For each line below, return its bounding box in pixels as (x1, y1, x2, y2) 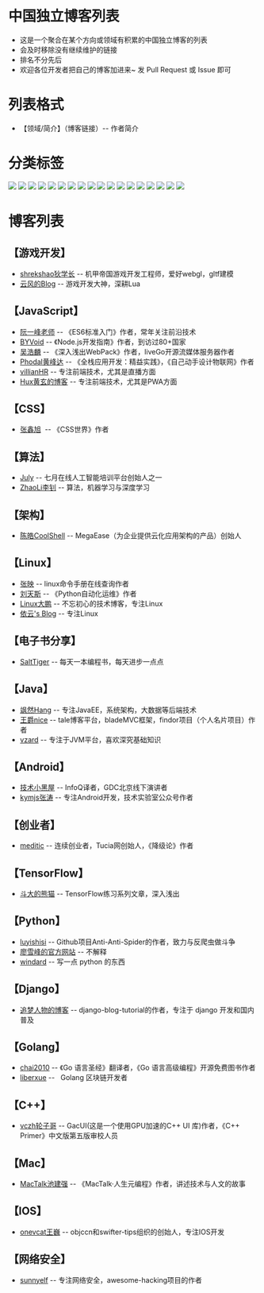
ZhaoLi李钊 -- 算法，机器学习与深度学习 (19, 482, 151, 493)
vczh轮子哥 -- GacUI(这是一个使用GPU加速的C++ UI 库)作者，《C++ (19, 1121, 240, 1131)
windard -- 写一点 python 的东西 (19, 957, 125, 966)
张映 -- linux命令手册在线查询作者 (19, 579, 129, 588)
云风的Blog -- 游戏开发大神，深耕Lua (19, 279, 141, 288)
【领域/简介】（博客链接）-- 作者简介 (19, 123, 139, 133)
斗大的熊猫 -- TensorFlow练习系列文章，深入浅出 (19, 888, 180, 898)
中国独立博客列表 (8, 7, 121, 25)
